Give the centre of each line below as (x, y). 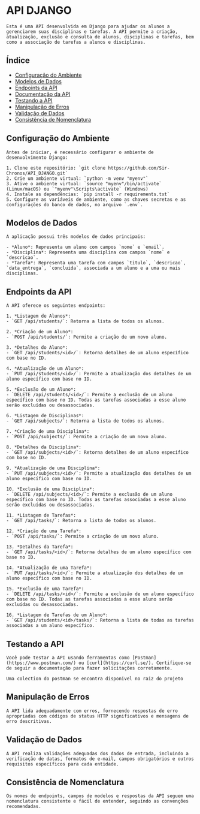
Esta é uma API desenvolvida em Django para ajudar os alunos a (88, 26)
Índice (18, 61)
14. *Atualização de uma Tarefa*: (49, 568)
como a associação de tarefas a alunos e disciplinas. (76, 42)
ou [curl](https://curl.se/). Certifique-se (135, 663)
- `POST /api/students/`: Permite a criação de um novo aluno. (87, 337)
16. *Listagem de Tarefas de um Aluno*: (57, 615)
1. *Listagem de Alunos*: (38, 316)
